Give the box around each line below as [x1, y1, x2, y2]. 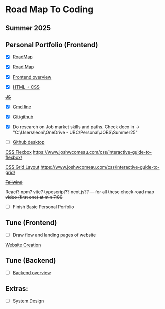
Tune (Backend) [5, 256, 56, 265]
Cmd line [12, 104, 31, 110]
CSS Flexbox [5, 149, 32, 155]
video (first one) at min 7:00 [5, 194, 63, 200]
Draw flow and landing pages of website [12, 232, 96, 238]
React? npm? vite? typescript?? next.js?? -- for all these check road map [5, 189, 154, 195]
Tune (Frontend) [5, 219, 57, 227]
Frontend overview [12, 74, 52, 80]
